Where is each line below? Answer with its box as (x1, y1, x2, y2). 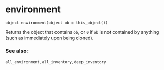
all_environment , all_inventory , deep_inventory (5, 59, 106, 65)
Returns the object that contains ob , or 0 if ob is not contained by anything (5, 29, 159, 35)
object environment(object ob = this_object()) (5, 20, 108, 25)
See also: (5, 47, 29, 54)
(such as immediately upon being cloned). (5, 34, 94, 41)
